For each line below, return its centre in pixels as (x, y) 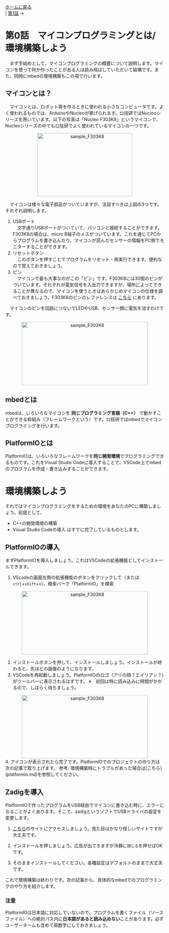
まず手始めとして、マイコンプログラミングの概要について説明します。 (82, 63)
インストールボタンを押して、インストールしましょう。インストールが (85, 662)
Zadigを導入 (24, 792)
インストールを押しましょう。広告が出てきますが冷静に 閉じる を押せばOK (88, 845)
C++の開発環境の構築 (35, 524)
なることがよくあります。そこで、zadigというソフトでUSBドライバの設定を (83, 811)
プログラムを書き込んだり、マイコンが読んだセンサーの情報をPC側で (88, 240)
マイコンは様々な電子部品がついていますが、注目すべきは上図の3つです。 (86, 204)
